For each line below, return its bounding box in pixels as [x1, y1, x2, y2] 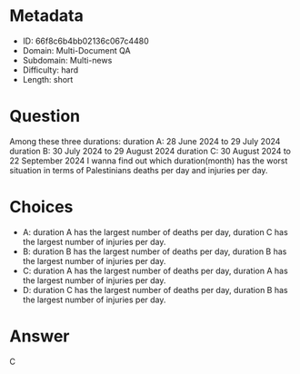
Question [9, 106, 80, 127]
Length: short [22, 74, 74, 84]
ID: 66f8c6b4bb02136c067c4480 [22, 35, 149, 46]
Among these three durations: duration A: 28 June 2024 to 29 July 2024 [9, 135, 281, 146]
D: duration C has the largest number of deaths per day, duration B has [22, 284, 288, 295]
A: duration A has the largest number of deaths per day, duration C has [22, 226, 288, 237]
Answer [9, 326, 70, 346]
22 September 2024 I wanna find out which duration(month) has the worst [9, 155, 288, 166]
